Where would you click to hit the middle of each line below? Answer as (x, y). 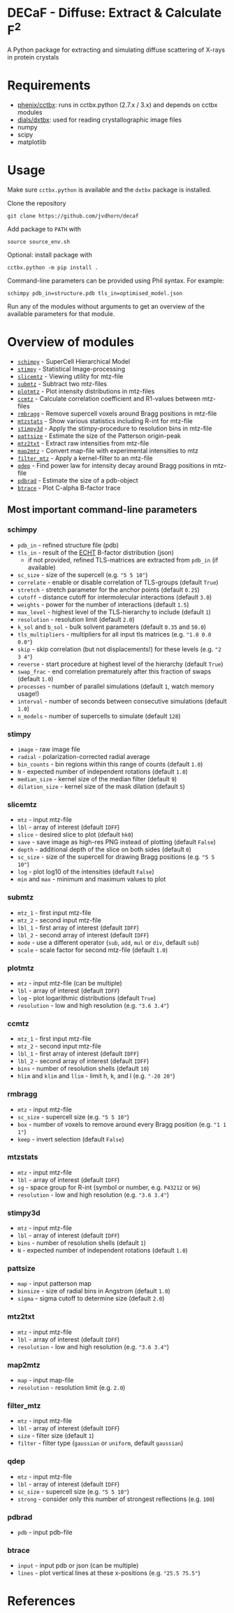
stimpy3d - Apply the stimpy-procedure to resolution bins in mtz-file (115, 429)
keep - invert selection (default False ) (71, 1139)
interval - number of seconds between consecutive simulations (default (122, 701)
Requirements (49, 86)
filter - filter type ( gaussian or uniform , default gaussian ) (100, 1443)
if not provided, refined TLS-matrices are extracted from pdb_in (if (123, 560)
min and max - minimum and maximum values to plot (92, 879)
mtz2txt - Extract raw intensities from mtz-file (83, 443)
